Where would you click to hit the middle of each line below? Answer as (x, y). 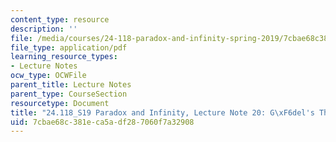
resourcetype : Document (60, 103)
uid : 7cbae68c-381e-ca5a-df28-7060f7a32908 (102, 122)
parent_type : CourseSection (69, 94)
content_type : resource (60, 19)
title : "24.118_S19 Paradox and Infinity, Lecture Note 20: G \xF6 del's (162, 112)
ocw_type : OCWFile (48, 76)
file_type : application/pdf (69, 47)
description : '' (44, 29)
